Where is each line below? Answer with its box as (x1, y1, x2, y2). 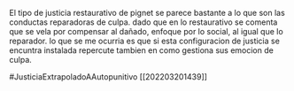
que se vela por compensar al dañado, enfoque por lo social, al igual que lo (9, 27, 283, 36)
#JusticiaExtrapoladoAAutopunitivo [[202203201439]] (9, 72, 208, 82)
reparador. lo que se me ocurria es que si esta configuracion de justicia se (9, 35, 281, 46)
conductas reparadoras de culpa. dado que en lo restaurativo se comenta (9, 17, 278, 27)
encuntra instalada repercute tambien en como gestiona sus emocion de (9, 45, 275, 56)
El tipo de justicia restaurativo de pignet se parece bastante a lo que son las (9, 8, 285, 18)
